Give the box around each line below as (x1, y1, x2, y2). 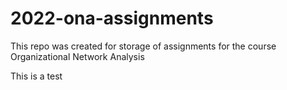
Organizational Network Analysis (10, 50, 145, 62)
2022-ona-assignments (10, 7, 214, 30)
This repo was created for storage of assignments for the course (10, 40, 277, 52)
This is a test (10, 70, 63, 82)
